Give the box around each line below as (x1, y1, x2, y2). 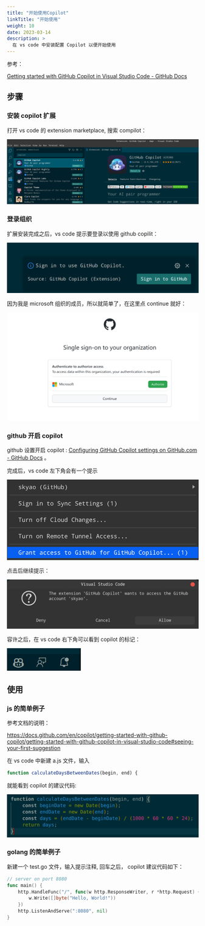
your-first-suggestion (7, 744, 61, 751)
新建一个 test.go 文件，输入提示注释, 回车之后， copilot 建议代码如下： (7, 863, 184, 870)
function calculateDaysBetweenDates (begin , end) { (7, 770, 138, 776)
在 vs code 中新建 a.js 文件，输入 (7, 757, 90, 764)
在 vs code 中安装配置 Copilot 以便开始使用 (12, 42, 116, 48)
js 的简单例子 (7, 704, 45, 712)
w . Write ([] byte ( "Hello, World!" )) (29, 895, 116, 902)
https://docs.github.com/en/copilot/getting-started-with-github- (7, 731, 168, 739)
